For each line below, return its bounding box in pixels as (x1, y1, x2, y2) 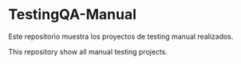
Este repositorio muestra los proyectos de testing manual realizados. (8, 32, 234, 41)
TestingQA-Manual (8, 6, 137, 24)
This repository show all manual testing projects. (8, 47, 168, 56)
